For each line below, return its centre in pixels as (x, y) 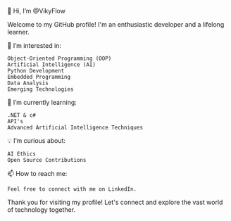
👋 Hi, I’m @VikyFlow (36, 11)
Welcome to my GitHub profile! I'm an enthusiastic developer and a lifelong (116, 24)
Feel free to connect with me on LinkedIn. (72, 189)
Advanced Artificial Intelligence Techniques (75, 127)
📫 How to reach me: (37, 173)
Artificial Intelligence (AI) (52, 65)
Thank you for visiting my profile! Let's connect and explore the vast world (115, 202)
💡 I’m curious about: (36, 140)
